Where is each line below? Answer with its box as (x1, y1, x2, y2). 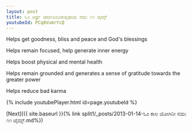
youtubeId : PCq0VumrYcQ (6, 19, 65, 25)
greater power (6, 76, 41, 83)
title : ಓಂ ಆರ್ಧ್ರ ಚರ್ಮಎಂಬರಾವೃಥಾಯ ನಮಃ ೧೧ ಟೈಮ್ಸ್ (6, 14, 108, 20)
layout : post (6, 8, 38, 15)
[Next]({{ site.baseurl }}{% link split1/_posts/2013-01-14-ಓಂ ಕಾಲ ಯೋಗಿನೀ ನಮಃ (6, 110, 187, 118)
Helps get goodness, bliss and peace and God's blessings (6, 36, 148, 43)
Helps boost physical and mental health (6, 58, 102, 65)
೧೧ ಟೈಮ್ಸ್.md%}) (6, 117, 43, 124)
